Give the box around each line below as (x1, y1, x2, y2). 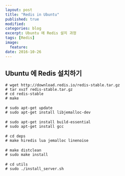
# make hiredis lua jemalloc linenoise (5, 138, 89, 143)
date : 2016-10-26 (5, 49, 42, 54)
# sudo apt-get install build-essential (5, 120, 91, 125)
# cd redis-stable (5, 91, 44, 97)
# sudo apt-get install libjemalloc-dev (5, 110, 91, 115)
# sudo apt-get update (5, 106, 53, 111)
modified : (5, 21, 26, 27)
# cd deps (5, 134, 26, 139)
